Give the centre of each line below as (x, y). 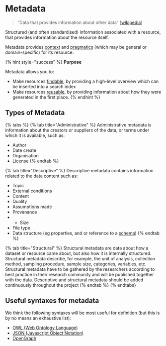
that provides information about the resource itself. (57, 37)
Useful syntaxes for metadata (52, 301)
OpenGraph (24, 338)
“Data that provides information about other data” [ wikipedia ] (80, 22)
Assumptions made (32, 207)
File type (21, 228)
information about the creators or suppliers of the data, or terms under (77, 130)
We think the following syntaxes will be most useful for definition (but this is (83, 313)
